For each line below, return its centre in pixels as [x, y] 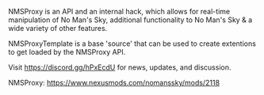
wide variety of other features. [58, 28]
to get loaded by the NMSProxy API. [67, 52]
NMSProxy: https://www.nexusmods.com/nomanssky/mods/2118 [114, 83]
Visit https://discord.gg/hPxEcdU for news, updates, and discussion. [120, 67]
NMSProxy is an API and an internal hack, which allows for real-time [119, 11]
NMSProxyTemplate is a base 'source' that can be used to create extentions [132, 44]
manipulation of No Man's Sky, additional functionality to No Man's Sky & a [130, 20]
